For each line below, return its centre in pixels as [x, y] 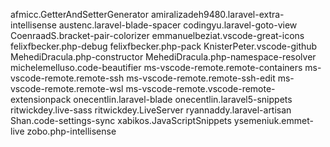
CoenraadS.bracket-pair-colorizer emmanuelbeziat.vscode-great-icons [157, 35]
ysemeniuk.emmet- [273, 120]
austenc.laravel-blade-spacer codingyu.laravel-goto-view [178, 25]
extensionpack [41, 99]
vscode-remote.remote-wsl [67, 88]
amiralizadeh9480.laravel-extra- [217, 14]
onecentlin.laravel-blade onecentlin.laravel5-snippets [183, 99]
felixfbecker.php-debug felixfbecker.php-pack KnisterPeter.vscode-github [164, 46]
